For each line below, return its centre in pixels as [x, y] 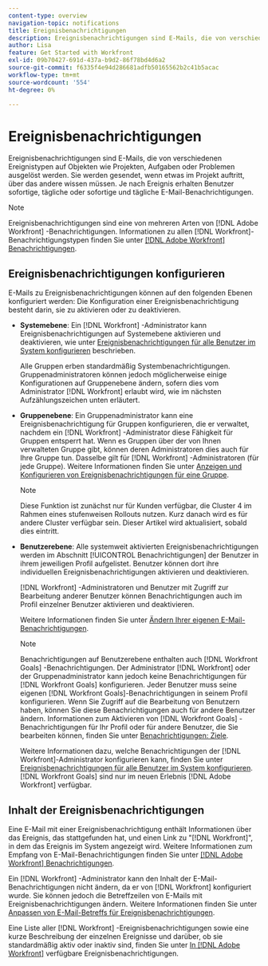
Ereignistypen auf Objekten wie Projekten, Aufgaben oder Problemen [122, 167]
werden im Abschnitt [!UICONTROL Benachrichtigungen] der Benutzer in [139, 555]
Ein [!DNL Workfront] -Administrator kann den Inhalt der [100, 878]
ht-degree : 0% [32, 90]
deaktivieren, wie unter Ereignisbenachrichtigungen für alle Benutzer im [138, 342]
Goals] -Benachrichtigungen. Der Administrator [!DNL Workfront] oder [135, 668]
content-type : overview [48, 16]
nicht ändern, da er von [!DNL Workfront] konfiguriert [164, 887]
